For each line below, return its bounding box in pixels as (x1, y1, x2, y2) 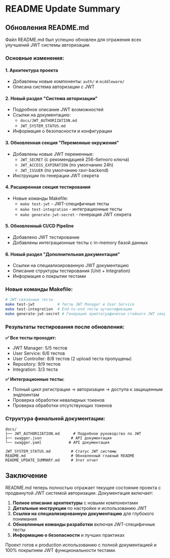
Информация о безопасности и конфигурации (12, 128, 112, 134)
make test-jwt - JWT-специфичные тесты (20, 200, 110, 206)
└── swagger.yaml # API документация (5, 440, 110, 445)
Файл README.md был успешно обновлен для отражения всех (5, 36, 142, 42)
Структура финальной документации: (5, 415, 106, 422)
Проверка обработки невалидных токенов (12, 397, 105, 403)
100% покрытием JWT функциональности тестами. (5, 547, 116, 553)
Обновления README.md (5, 23, 90, 32)
